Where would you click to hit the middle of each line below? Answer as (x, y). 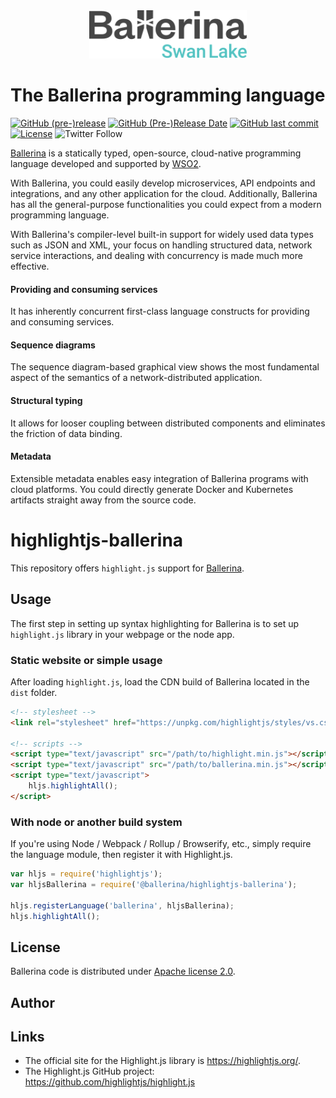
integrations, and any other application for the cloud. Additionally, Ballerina (164, 194)
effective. (30, 266)
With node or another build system (96, 822)
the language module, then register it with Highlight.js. (121, 855)
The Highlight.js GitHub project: (89, 1071)
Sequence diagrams (53, 345)
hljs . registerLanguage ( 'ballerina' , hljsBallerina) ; (122, 905)
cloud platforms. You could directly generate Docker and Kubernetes (152, 489)
